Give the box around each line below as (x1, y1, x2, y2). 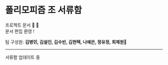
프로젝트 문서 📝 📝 (5, 22, 39, 28)
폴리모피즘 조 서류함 (5, 4, 82, 16)
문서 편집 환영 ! (5, 28, 35, 34)
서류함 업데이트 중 (5, 54, 40, 60)
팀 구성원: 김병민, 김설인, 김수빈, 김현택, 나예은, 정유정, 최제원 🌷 (5, 38, 127, 45)
